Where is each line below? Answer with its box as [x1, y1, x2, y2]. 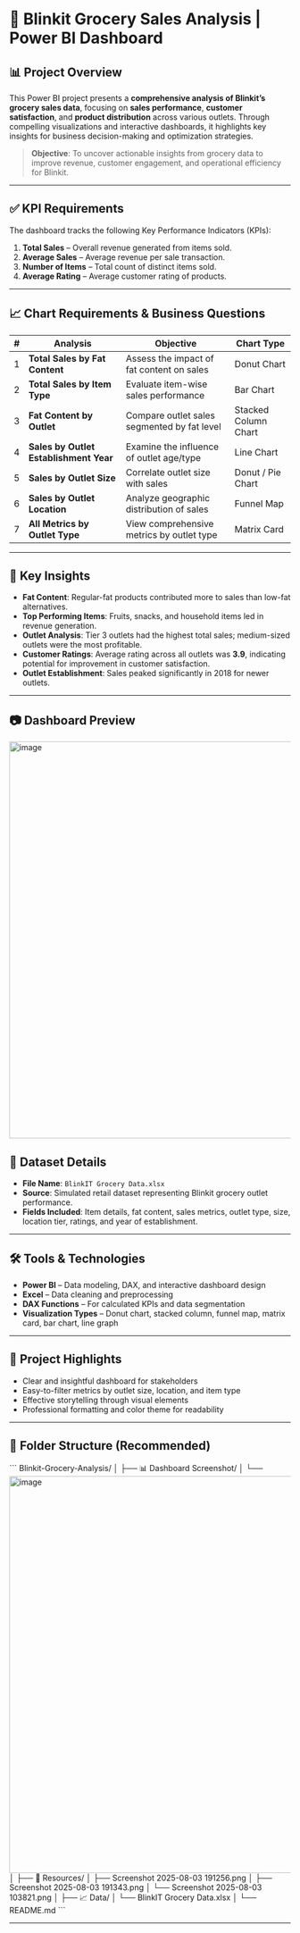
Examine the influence [125, 440, 220, 453]
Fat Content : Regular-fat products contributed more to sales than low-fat [21, 592, 291, 603]
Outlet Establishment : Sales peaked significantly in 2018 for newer [21, 668, 270, 679]
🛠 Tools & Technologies [9, 1251, 146, 1267]
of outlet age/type [125, 451, 202, 464]
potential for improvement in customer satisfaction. [21, 658, 211, 669]
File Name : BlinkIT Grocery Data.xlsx [21, 1178, 165, 1189]
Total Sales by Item [28, 378, 112, 390]
